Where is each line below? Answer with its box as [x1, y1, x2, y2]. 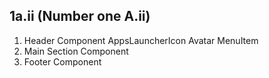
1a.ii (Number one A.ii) [9, 8, 151, 25]
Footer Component [23, 55, 102, 68]
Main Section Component [23, 45, 129, 57]
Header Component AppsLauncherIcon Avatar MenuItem [23, 34, 259, 46]
